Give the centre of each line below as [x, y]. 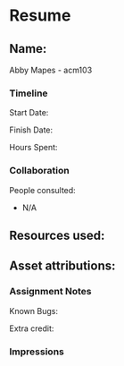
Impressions [37, 352]
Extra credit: [32, 328]
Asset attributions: [62, 266]
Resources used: [57, 235]
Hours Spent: [33, 148]
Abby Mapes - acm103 [51, 70]
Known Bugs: [33, 311]
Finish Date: [31, 130]
